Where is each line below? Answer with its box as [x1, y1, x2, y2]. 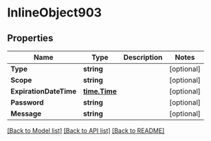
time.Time [82, 87, 117, 96]
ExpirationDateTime [10, 87, 77, 96]
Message [10, 109, 42, 118]
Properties [7, 32, 54, 44]
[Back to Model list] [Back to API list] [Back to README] [7, 127, 165, 135]
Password [10, 98, 44, 107]
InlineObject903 [7, 5, 102, 21]
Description [123, 53, 163, 62]
